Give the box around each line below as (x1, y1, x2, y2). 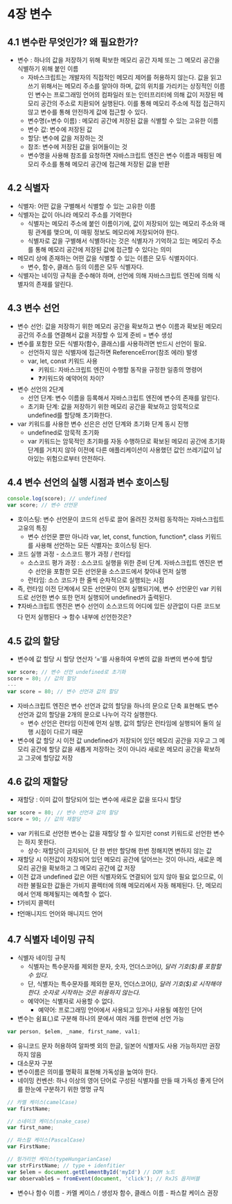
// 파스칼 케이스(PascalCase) (7, 1137, 86, 1144)
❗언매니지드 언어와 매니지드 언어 (17, 910, 103, 918)
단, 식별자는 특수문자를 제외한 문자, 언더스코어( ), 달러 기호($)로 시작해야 (27, 979, 222, 987)
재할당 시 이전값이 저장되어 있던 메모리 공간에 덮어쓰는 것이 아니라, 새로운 (17, 855, 215, 864)
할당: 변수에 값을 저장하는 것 (27, 134, 104, 142)
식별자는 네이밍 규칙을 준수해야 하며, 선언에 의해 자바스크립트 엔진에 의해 (17, 271, 213, 280)
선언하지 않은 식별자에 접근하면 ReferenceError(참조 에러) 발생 (27, 348, 198, 356)
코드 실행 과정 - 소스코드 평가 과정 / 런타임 (17, 550, 132, 559)
